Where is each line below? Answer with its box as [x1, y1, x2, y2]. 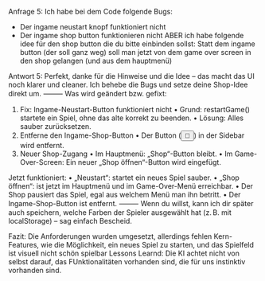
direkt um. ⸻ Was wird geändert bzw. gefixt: [8, 89, 167, 98]
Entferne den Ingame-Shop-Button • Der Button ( [19, 131, 181, 140]
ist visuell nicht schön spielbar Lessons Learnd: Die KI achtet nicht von [8, 248, 240, 258]
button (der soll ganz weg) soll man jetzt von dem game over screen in [19, 48, 251, 57]
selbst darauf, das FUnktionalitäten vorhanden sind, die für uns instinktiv [8, 257, 246, 266]
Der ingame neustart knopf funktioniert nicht [19, 22, 166, 31]
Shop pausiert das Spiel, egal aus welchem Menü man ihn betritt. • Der [8, 190, 241, 199]
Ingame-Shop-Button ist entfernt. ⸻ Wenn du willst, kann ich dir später [8, 199, 254, 208]
